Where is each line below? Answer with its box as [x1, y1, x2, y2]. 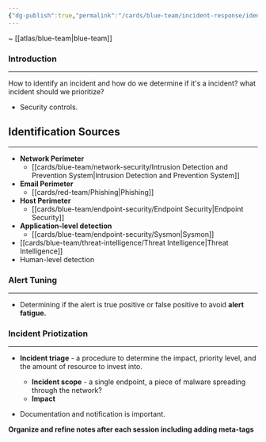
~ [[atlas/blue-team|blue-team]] [8, 33, 112, 43]
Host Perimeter [19, 196, 71, 205]
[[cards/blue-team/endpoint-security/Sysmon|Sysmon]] [31, 229, 215, 238]
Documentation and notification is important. [19, 410, 165, 419]
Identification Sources [8, 125, 120, 139]
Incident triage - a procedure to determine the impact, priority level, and [19, 353, 256, 363]
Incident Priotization [8, 328, 89, 339]
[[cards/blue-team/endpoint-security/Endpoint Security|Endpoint [31, 204, 244, 214]
